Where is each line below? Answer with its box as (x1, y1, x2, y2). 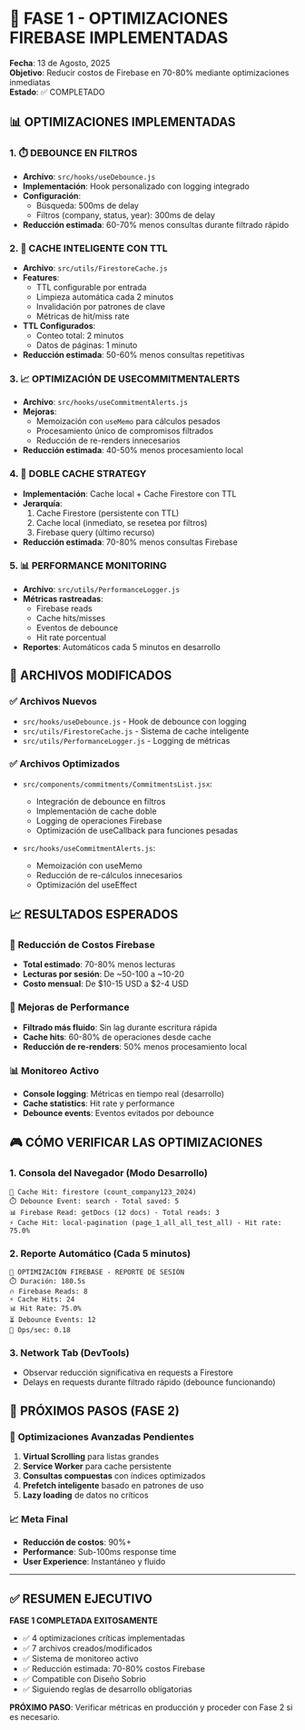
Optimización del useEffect (35, 879, 138, 890)
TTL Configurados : (22, 320, 96, 331)
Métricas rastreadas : (22, 593, 103, 604)
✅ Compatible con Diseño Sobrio (22, 1674, 147, 1685)
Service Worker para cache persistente (22, 1461, 172, 1472)
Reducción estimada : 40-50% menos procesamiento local (22, 445, 243, 456)
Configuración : (22, 190, 82, 201)
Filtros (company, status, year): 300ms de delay (35, 209, 216, 221)
